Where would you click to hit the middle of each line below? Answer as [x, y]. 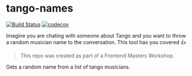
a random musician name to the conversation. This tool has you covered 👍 [96, 42]
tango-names [40, 8]
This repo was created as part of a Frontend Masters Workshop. [97, 55]
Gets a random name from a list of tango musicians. [68, 67]
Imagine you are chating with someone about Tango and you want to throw [96, 35]
